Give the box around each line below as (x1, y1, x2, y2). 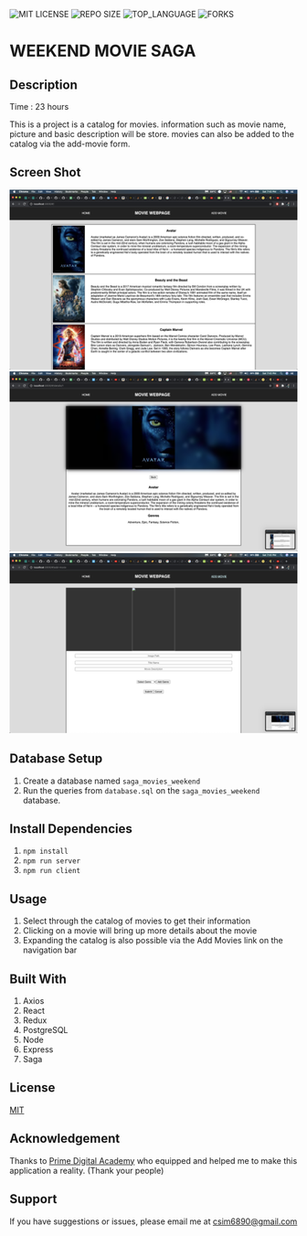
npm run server (22, 857, 81, 866)
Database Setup (9, 751, 103, 767)
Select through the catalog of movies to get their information (22, 915, 251, 927)
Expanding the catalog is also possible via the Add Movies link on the (22, 935, 283, 946)
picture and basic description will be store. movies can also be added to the (9, 129, 295, 139)
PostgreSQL (22, 1025, 69, 1036)
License (9, 1080, 56, 1096)
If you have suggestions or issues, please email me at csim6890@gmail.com (9, 1216, 298, 1227)
